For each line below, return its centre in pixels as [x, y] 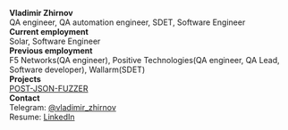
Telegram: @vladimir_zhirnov [63, 107]
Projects [25, 79]
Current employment [49, 32]
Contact [25, 98]
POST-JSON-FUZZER [49, 89]
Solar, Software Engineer [55, 41]
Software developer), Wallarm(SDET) [77, 69]
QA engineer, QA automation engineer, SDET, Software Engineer [127, 22]
